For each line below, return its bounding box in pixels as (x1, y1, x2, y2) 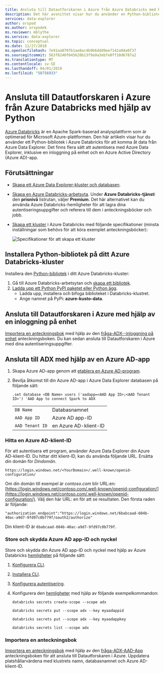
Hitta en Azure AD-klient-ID (5, 437, 72, 443)
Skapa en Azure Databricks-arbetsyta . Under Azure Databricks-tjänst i (12, 191, 155, 197)
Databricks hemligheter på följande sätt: (5, 552, 85, 558)
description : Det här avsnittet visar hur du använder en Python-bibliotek (5, 12, 163, 17)
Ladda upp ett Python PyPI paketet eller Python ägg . (12, 285, 118, 291)
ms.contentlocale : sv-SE (5, 62, 56, 66)
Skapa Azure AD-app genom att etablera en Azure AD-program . (12, 368, 141, 374)
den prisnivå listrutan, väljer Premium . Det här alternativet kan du (12, 196, 145, 202)
